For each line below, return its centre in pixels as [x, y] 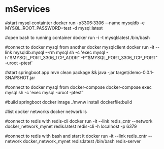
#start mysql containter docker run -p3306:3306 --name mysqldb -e [75, 23]
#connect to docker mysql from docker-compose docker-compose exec [78, 87]
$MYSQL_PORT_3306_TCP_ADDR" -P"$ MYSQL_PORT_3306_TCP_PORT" [84, 57]
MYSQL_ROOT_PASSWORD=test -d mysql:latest [54, 28]
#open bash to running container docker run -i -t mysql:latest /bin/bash [78, 37]
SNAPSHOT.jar [20, 77]
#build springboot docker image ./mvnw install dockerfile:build [68, 102]
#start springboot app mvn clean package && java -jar [60, 72]
